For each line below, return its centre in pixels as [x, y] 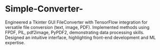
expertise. [15, 42]
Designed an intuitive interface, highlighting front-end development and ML [80, 37]
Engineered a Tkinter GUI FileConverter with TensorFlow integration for [76, 22]
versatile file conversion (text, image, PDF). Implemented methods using [77, 27]
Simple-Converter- [44, 9]
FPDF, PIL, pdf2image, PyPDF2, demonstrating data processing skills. [75, 32]
